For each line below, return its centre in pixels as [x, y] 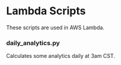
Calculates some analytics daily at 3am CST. [61, 56]
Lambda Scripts [46, 11]
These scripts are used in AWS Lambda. [55, 27]
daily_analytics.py [33, 43]
